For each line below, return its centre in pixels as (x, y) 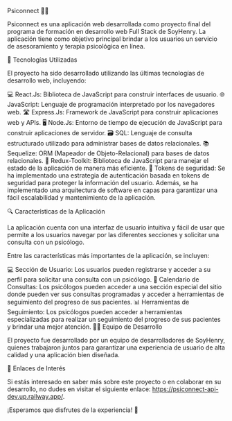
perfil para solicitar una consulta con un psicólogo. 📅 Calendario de (103, 280)
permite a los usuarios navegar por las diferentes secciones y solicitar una (113, 235)
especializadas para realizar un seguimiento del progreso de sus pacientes (114, 319)
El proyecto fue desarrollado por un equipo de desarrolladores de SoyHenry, (116, 340)
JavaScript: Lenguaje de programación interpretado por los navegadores (111, 104)
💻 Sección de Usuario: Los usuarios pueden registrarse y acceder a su (109, 269)
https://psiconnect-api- (185, 389)
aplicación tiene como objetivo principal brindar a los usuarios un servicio (113, 39)
